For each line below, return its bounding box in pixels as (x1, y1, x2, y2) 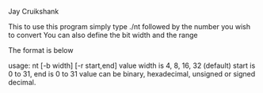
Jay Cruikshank (8, 7, 59, 16)
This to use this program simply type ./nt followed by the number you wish (8, 22, 251, 31)
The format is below (8, 46, 74, 54)
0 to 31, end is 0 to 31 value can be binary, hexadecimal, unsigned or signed (8, 69, 256, 78)
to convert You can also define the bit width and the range (8, 31, 198, 39)
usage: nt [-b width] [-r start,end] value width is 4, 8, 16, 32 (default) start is (8, 61, 256, 70)
